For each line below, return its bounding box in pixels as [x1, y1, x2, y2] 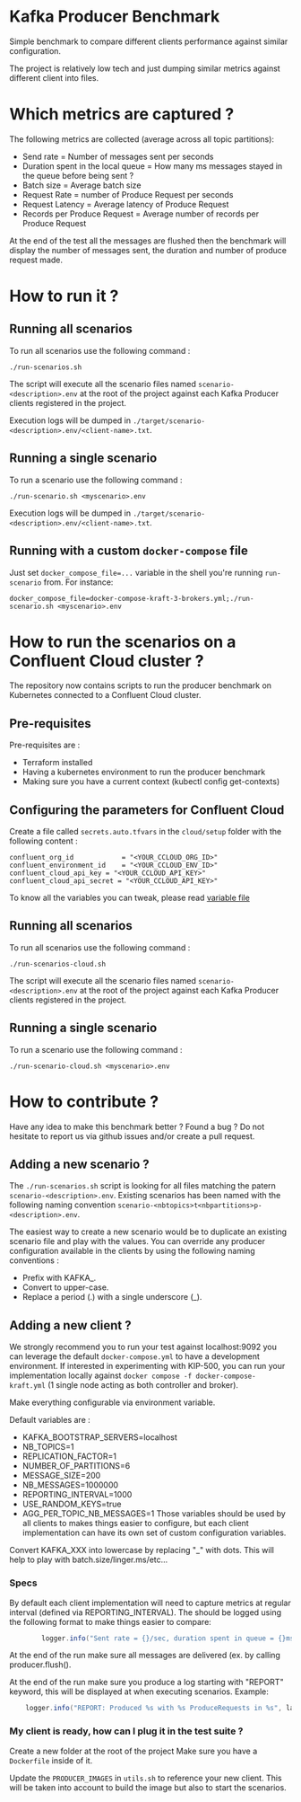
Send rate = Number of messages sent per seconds [21, 151, 214, 162]
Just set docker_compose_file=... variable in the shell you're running [9, 567, 263, 578]
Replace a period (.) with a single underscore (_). [21, 1292, 202, 1303]
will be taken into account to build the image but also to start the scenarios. [9, 1781, 287, 1793]
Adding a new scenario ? [9, 1157, 150, 1172]
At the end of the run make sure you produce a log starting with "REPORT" [9, 1677, 284, 1688]
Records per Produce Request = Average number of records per [21, 208, 260, 219]
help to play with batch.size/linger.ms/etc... [9, 1554, 168, 1565]
